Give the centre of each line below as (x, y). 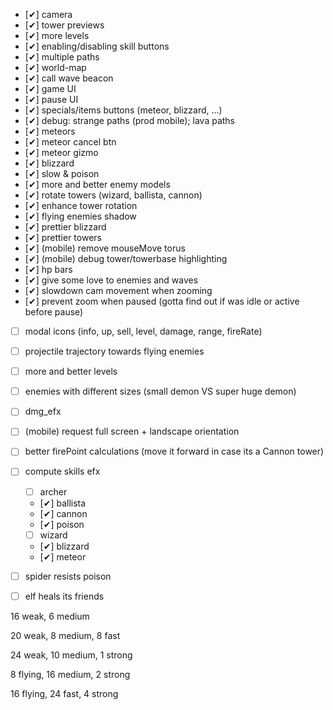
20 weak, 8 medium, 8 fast (65, 635)
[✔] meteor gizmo (61, 152)
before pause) (54, 312)
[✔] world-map (55, 67)
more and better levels (71, 371)
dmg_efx (43, 411)
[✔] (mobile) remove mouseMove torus (105, 248)
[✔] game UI (50, 88)
